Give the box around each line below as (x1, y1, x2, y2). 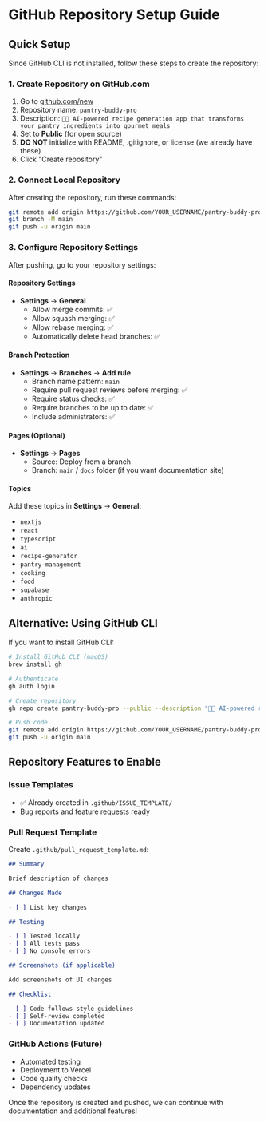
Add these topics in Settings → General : (8, 502, 142, 511)
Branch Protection (8, 350, 70, 360)
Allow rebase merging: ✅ (31, 322, 114, 332)
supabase (19, 586, 49, 594)
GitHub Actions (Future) (8, 1038, 103, 1049)
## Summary (8, 860, 45, 868)
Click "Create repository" (19, 154, 103, 165)
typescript (19, 535, 57, 544)
